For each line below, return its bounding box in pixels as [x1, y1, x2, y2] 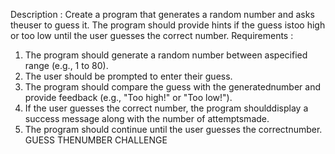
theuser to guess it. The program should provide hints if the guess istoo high [10, 19, 326, 31]
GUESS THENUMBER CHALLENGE [24, 134, 168, 146]
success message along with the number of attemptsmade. [24, 113, 270, 124]
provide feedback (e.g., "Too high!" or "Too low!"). [24, 92, 233, 103]
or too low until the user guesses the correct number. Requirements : [10, 30, 294, 41]
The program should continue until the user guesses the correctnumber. [24, 124, 323, 135]
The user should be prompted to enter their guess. [24, 70, 233, 82]
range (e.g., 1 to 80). [24, 60, 109, 71]
